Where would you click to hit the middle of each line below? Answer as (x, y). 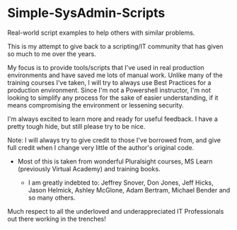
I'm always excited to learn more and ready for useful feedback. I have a (112, 119)
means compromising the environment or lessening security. (96, 105)
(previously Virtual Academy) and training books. (89, 168)
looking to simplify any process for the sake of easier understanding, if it (113, 98)
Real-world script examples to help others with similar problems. (101, 33)
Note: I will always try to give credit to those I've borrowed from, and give (114, 140)
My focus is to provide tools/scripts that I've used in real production (106, 67)
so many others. (52, 197)
